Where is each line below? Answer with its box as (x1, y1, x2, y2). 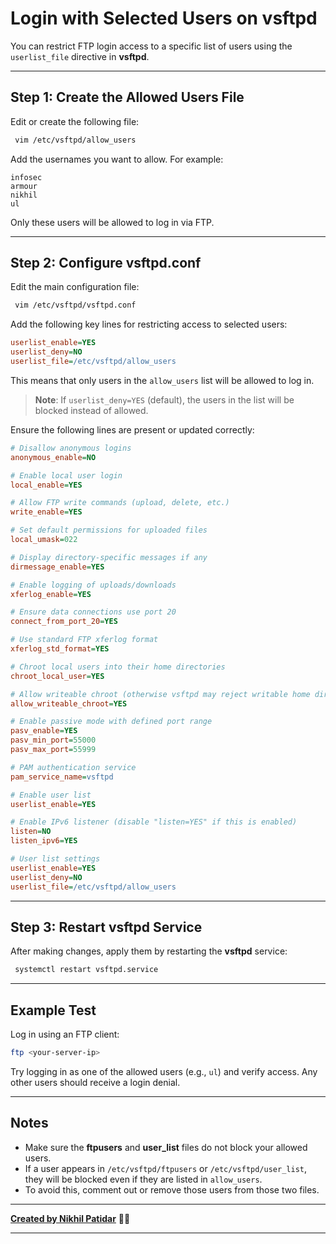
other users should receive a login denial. (10, 1076, 181, 1088)
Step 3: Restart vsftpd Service (10, 918, 203, 936)
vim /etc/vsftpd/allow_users (14, 135, 137, 145)
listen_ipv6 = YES (10, 836, 78, 846)
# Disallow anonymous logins (10, 443, 132, 453)
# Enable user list (10, 790, 92, 800)
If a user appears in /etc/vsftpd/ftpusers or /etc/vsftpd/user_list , (24, 1162, 308, 1174)
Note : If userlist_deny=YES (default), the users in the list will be (34, 393, 295, 406)
